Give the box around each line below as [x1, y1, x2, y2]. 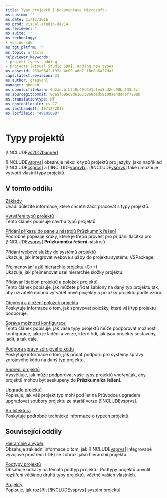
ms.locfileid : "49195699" [5, 111, 59, 116]
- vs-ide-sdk [5, 40, 33, 45]
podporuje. [5, 310, 28, 316]
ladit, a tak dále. [5, 336, 38, 342]
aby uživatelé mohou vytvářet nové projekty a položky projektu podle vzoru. [5, 289, 163, 295]
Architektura [5, 407, 31, 413]
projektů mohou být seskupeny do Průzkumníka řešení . [5, 377, 122, 383]
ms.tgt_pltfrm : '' [5, 45, 44, 50]
